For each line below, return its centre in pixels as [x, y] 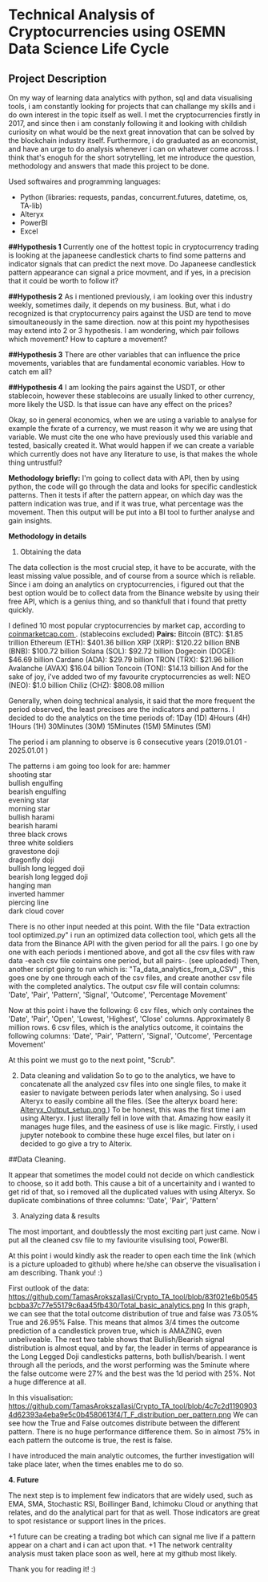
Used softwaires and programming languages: [85, 181]
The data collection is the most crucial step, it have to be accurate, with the [132, 567]
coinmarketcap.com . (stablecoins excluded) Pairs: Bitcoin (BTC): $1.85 [126, 634]
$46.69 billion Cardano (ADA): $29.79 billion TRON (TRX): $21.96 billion [126, 659]
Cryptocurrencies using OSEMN [117, 32]
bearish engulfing [37, 791]
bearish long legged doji [48, 877]
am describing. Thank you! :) [56, 1273]
